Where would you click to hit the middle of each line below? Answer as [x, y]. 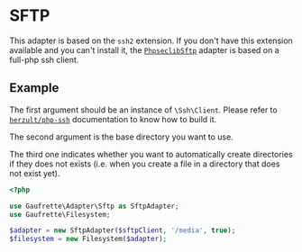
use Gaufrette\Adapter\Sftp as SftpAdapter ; [94, 206]
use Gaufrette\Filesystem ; [60, 214]
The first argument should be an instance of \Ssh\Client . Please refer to [143, 110]
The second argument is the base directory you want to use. [122, 137]
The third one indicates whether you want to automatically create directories [151, 154]
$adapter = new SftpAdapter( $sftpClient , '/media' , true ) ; [123, 230]
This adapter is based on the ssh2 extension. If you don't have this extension [151, 40]
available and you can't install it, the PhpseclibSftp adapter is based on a [144, 49]
